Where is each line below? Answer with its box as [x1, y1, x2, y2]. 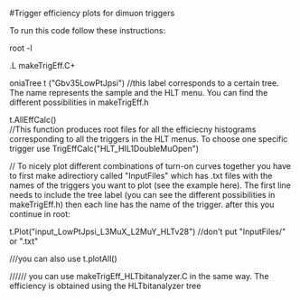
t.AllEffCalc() [9, 115, 57, 125]
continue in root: [9, 209, 70, 220]
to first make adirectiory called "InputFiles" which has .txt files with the [9, 171, 273, 181]
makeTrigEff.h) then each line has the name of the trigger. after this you [9, 199, 275, 210]
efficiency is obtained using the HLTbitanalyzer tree [9, 280, 202, 291]
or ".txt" [9, 236, 39, 247]
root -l [9, 42, 33, 53]
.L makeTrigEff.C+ [9, 61, 76, 70]
